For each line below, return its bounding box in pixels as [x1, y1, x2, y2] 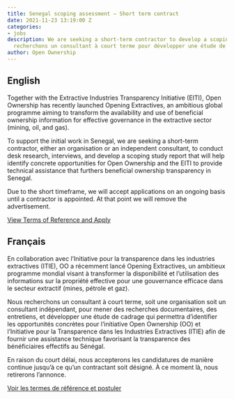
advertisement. [7, 202, 51, 210]
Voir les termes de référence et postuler [7, 384, 122, 392]
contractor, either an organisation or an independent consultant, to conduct [7, 144, 224, 152]
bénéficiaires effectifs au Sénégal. [7, 342, 106, 350]
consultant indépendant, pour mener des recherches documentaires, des [7, 305, 217, 313]
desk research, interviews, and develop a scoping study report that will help [7, 151, 225, 160]
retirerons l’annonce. [7, 370, 66, 379]
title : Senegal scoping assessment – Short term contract [7, 10, 179, 17]
